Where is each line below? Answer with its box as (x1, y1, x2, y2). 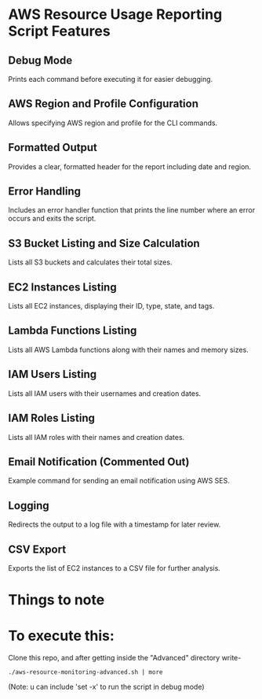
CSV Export (8, 542, 67, 556)
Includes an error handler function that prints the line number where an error (8, 205, 256, 215)
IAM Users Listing (8, 368, 97, 381)
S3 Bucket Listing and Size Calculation (8, 236, 200, 250)
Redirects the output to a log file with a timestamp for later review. (8, 520, 221, 529)
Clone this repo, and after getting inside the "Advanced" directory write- (8, 653, 242, 663)
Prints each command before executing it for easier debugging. (8, 75, 213, 83)
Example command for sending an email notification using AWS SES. (8, 476, 230, 486)
